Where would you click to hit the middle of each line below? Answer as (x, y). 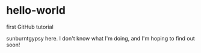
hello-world (36, 10)
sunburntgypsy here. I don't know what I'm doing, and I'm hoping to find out (101, 38)
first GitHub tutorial (30, 27)
